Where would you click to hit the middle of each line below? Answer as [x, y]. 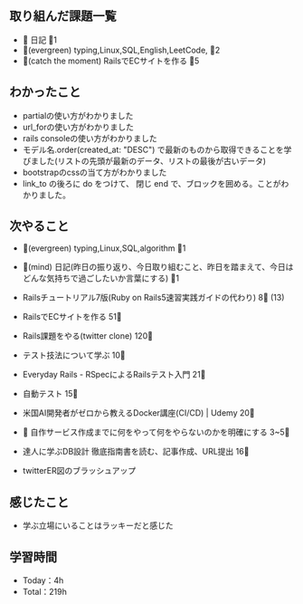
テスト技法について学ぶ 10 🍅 [74, 355]
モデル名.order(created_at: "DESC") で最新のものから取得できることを [153, 149]
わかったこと [45, 92]
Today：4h [43, 580]
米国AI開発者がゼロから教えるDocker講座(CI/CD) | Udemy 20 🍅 [138, 413]
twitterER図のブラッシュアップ [79, 471]
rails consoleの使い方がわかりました [90, 138]
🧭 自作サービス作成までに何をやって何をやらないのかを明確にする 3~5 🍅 [156, 432]
